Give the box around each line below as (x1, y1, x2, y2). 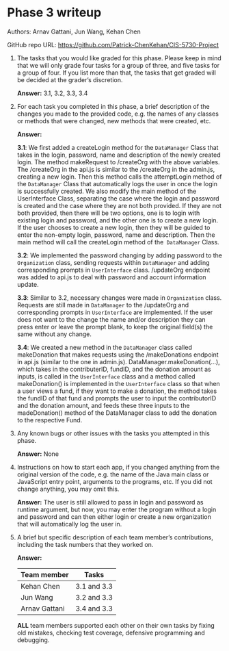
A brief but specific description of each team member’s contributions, (16, 533, 213, 541)
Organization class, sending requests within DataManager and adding (16, 258, 210, 266)
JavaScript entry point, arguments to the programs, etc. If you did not (16, 477, 213, 485)
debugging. (16, 635, 50, 644)
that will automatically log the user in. (16, 520, 122, 528)
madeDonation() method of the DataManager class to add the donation (16, 409, 217, 417)
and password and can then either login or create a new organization (16, 512, 212, 521)
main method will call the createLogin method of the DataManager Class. (16, 238, 220, 246)
